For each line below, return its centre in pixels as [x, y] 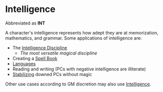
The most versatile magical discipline [59, 53]
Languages [24, 63]
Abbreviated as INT [25, 23]
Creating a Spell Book [35, 58]
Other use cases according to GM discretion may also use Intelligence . [78, 84]
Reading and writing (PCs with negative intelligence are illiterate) [79, 69]
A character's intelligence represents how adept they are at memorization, [82, 32]
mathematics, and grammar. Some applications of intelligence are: [73, 38]
